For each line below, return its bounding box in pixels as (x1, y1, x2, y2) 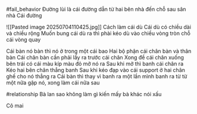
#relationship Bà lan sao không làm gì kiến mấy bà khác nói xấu (6, 91, 162, 97)
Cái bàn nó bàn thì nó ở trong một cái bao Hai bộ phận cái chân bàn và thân (6, 47, 192, 55)
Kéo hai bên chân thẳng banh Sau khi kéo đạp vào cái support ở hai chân (6, 66, 186, 74)
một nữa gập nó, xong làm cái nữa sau (6, 79, 100, 86)
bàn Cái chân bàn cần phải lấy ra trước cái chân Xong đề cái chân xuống (6, 54, 185, 61)
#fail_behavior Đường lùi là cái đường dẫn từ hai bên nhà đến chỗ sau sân (6, 6, 186, 12)
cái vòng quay (6, 36, 41, 43)
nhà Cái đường (6, 12, 42, 19)
